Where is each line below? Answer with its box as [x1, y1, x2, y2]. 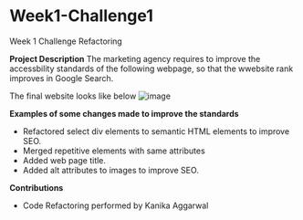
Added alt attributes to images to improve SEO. [22, 164, 199, 175]
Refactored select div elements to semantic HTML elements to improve [22, 125, 290, 137]
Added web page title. [22, 154, 107, 165]
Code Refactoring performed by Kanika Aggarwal [22, 200, 209, 211]
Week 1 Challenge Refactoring [9, 36, 123, 47]
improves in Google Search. [9, 72, 114, 83]
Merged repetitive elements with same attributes [22, 145, 205, 156]
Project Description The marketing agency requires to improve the [9, 53, 261, 64]
